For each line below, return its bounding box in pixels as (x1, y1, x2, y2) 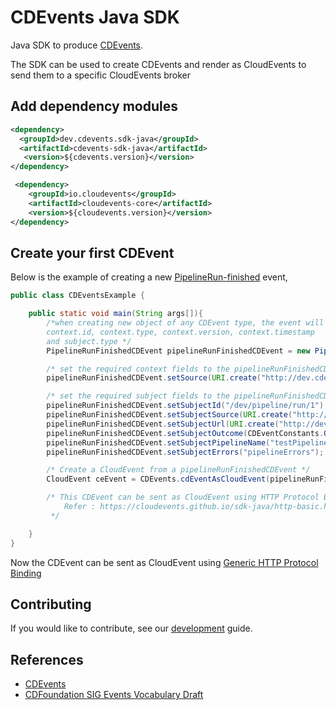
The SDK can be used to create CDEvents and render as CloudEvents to (10, 58, 307, 70)
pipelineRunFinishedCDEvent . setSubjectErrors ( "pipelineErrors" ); (46, 447, 325, 457)
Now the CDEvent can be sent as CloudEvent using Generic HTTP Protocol (10, 556, 319, 568)
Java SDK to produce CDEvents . (10, 39, 144, 51)
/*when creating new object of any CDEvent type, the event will (46, 318, 325, 328)
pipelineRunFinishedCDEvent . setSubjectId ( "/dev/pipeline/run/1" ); (46, 401, 329, 411)
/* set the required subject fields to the (46, 391, 230, 401)
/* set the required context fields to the (46, 364, 230, 374)
